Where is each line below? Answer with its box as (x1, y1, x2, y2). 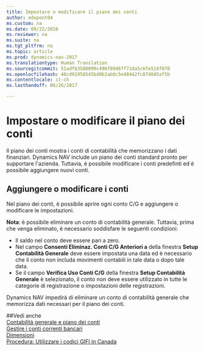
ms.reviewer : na (6, 32, 47, 38)
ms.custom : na (6, 20, 43, 26)
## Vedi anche (6, 311, 41, 319)
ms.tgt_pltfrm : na (6, 43, 53, 49)
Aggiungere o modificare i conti (6, 184, 129, 195)
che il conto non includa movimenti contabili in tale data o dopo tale (15, 256, 185, 263)
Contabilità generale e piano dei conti (6, 318, 100, 325)
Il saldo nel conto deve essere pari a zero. (15, 237, 121, 244)
